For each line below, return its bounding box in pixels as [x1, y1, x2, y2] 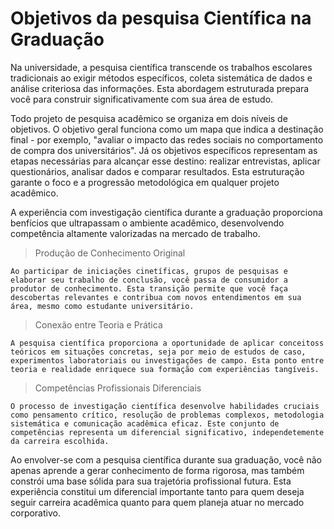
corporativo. [10, 507, 61, 519]
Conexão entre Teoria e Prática [34, 318, 163, 331]
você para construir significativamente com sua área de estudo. [10, 93, 274, 105]
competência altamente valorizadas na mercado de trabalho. [10, 227, 261, 239]
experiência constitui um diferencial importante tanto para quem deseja [10, 485, 305, 497]
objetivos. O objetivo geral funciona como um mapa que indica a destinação [10, 123, 324, 135]
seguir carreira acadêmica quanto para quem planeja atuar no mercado [10, 496, 305, 508]
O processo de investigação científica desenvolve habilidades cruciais [10, 401, 320, 411]
